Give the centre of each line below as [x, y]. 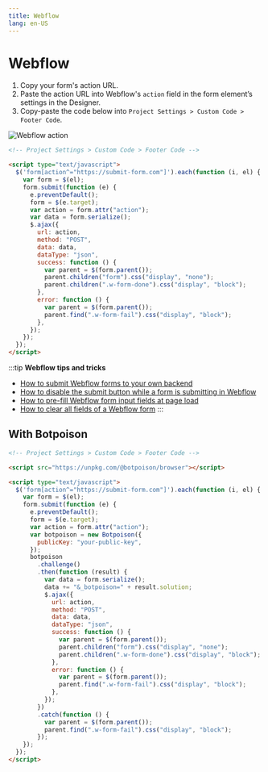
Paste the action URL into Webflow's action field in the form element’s [136, 94]
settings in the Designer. [60, 102]
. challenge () [59, 565]
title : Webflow [34, 16]
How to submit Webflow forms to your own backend [106, 383]
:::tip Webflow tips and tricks [57, 368]
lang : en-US [28, 23]
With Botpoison [48, 434]
